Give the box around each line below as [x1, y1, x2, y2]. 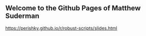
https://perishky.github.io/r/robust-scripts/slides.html [5, 25, 117, 31]
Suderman [5, 12, 39, 20]
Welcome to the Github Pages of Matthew [5, 4, 141, 12]
